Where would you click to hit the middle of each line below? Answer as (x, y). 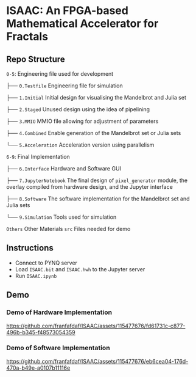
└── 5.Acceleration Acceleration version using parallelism (80, 145)
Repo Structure (36, 59)
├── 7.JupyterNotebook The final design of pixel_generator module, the (97, 180)
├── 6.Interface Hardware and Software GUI (64, 168)
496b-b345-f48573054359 (41, 332)
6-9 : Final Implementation (38, 157)
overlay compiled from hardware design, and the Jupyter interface (90, 187)
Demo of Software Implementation (58, 348)
